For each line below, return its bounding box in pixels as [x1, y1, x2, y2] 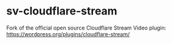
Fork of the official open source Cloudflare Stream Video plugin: [6, 24, 167, 31]
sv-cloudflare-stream [6, 4, 117, 18]
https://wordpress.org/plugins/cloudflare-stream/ [6, 30, 130, 37]
